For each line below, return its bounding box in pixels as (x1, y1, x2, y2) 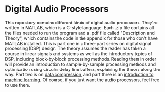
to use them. (5, 82, 30, 88)
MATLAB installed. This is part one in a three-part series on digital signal (5, 40, 151, 46)
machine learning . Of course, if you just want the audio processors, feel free (5, 77, 160, 83)
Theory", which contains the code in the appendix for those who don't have (5, 35, 158, 41)
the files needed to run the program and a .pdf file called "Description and (5, 30, 155, 36)
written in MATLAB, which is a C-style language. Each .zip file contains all (5, 24, 154, 30)
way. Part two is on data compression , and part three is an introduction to (5, 71, 154, 77)
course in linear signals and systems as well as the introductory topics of (5, 50, 152, 57)
